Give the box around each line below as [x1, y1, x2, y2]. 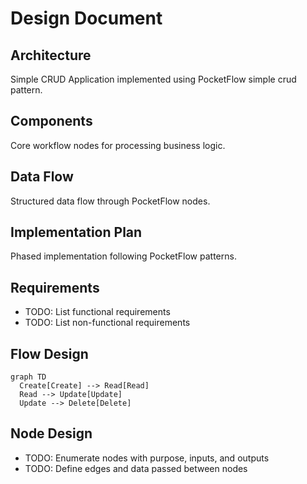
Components [10, 113, 93, 130]
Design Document [10, 7, 163, 30]
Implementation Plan [10, 224, 143, 241]
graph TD [10, 372, 47, 382]
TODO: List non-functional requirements [24, 317, 191, 329]
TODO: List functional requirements [24, 306, 171, 318]
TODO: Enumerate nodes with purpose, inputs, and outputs [24, 452, 270, 464]
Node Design [10, 425, 93, 442]
